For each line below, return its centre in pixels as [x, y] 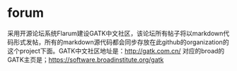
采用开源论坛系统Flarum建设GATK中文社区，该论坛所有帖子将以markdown [115, 33]
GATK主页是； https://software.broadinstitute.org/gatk [86, 59]
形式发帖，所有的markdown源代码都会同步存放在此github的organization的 [121, 42]
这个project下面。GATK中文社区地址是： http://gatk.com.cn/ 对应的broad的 [116, 51]
